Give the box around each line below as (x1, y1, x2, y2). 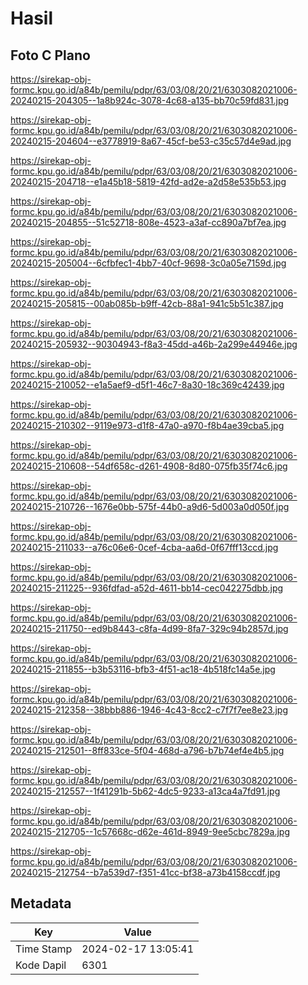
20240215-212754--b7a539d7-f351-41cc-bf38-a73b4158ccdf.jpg (10, 867, 281, 878)
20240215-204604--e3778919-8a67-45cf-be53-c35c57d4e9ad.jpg (10, 135, 292, 147)
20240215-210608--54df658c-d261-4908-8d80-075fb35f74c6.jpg (10, 460, 288, 472)
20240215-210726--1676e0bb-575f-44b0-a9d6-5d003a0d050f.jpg (10, 501, 290, 512)
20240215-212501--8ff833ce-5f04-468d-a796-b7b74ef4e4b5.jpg (10, 745, 285, 756)
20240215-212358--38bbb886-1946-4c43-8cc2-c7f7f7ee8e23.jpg (10, 704, 289, 716)
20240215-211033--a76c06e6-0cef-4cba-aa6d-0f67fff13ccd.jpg (10, 542, 279, 553)
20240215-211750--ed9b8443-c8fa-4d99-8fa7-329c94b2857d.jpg (10, 623, 289, 634)
